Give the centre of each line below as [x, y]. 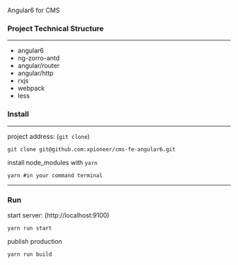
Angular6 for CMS [34, 10]
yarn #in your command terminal [55, 175]
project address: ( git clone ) [49, 136]
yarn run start [30, 228]
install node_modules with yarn [52, 162]
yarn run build [30, 254]
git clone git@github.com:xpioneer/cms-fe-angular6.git [91, 149]
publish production [35, 241]
